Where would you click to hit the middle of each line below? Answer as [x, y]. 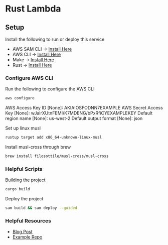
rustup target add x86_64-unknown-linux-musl [53, 138]
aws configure [20, 98]
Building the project [26, 180]
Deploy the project [24, 199]
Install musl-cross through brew [38, 147]
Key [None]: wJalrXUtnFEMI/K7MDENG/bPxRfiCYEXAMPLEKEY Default [79, 113]
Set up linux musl [23, 128]
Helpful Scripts [24, 169]
